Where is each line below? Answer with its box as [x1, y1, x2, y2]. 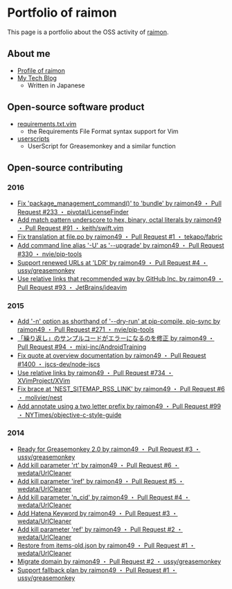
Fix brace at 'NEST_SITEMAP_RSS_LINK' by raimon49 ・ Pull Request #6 [17, 384, 225, 393]
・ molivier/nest [17, 393, 62, 402]
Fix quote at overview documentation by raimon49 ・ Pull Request [17, 351, 206, 359]
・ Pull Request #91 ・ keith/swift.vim [17, 224, 124, 232]
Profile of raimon [17, 66, 66, 74]
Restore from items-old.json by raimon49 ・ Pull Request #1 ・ [17, 541, 196, 549]
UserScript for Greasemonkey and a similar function [27, 142, 176, 150]
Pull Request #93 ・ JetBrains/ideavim [17, 283, 127, 292]
